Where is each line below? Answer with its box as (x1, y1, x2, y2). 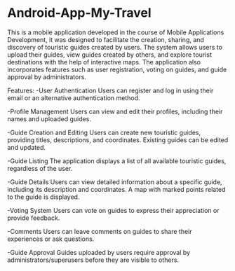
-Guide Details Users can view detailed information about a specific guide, (7, 177, 222, 186)
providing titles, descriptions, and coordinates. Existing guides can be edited (7, 135, 229, 144)
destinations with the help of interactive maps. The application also (7, 57, 201, 66)
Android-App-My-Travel (7, 5, 152, 21)
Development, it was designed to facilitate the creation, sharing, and (7, 35, 205, 43)
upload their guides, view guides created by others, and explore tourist (7, 50, 212, 59)
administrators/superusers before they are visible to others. (7, 256, 180, 264)
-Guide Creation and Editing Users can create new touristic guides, (7, 128, 201, 137)
